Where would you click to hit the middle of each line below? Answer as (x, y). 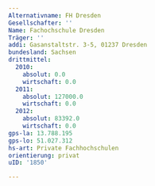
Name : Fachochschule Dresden (56, 30)
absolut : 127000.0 (53, 97)
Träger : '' (26, 38)
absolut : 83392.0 (51, 119)
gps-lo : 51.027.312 (41, 140)
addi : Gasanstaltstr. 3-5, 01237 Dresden (78, 45)
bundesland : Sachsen (43, 52)
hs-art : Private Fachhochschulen (64, 148)
